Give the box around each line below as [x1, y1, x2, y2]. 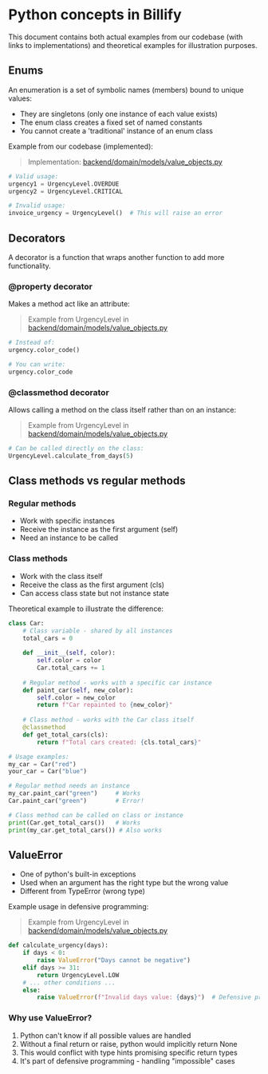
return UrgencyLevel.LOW [37, 971, 120, 979]
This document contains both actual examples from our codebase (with [8, 32, 243, 42]
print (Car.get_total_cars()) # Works [8, 818, 141, 827]
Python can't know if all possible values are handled [19, 1030, 191, 1040]
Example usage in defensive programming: [8, 902, 149, 912]
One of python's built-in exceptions [19, 869, 136, 879]
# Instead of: [8, 338, 56, 347]
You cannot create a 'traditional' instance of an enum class [19, 126, 214, 135]
